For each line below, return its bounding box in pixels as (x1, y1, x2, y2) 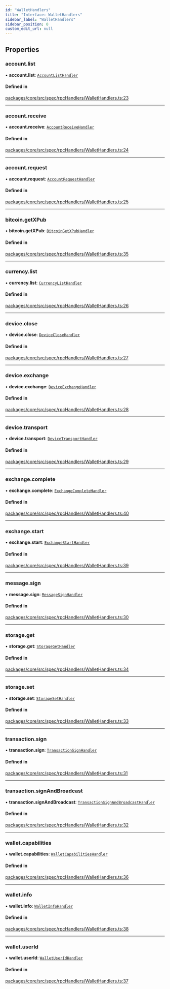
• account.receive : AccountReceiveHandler (5, 124, 95, 130)
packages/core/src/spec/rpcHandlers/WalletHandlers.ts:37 (5, 978, 129, 984)
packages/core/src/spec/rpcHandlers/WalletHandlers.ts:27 (5, 354, 129, 361)
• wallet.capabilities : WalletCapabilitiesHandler (5, 851, 108, 857)
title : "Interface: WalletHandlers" (5, 12, 82, 17)
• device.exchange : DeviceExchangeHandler (5, 383, 97, 389)
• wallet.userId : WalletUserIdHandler (5, 955, 83, 961)
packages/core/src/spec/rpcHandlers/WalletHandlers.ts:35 (5, 251, 129, 257)
